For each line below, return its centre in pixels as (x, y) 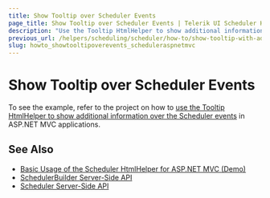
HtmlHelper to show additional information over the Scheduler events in (127, 116)
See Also (31, 150)
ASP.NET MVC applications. (54, 124)
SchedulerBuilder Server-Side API (76, 177)
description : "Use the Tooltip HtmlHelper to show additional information (136, 30)
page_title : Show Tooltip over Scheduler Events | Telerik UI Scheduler (133, 23)
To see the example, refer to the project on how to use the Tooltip (117, 107)
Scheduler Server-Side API (64, 186)
